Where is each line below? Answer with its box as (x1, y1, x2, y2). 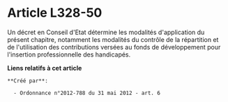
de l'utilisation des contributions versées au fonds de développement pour (7, 43, 221, 51)
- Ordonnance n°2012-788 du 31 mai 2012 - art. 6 (13, 89, 160, 96)
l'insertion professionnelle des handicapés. (7, 50, 131, 59)
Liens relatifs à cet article (7, 64, 82, 72)
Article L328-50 (7, 5, 102, 21)
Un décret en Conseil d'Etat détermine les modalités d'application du (7, 28, 205, 36)
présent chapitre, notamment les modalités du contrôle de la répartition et (7, 35, 219, 43)
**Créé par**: (7, 77, 49, 85)
